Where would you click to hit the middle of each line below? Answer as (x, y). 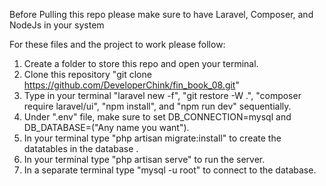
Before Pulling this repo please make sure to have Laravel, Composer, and (161, 14)
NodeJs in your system (57, 25)
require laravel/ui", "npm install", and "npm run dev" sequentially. (157, 106)
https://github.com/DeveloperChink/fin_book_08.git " (131, 85)
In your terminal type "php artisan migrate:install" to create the (152, 138)
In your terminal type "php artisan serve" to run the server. (144, 159)
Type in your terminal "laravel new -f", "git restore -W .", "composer (162, 95)
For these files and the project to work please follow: (117, 44)
